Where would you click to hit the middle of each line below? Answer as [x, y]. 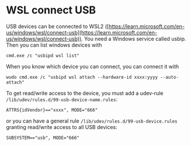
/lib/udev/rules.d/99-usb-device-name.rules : [62, 99]
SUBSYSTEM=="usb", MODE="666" [43, 138]
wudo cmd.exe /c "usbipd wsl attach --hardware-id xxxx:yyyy [82, 77]
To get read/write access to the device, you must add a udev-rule [85, 93]
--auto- [170, 77]
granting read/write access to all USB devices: [62, 127]
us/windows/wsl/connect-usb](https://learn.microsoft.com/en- [82, 32]
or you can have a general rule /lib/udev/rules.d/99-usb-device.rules [92, 121]
